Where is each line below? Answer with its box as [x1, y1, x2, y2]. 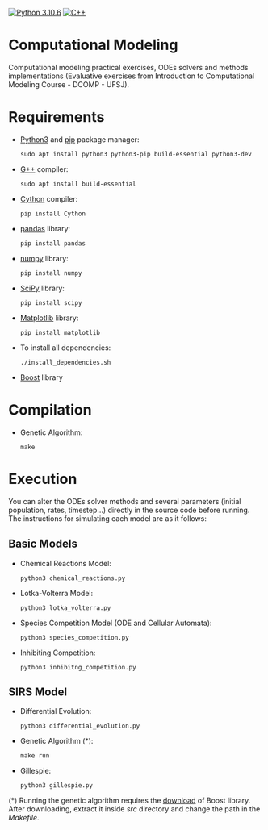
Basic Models [8, 537, 78, 551]
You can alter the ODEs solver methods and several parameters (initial [8, 496, 241, 506]
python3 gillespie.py [19, 782, 93, 790]
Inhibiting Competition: [19, 648, 96, 657]
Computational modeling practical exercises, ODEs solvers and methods [8, 62, 249, 72]
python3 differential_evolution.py [19, 722, 140, 730]
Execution [8, 470, 77, 488]
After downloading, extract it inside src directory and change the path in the [8, 804, 261, 814]
